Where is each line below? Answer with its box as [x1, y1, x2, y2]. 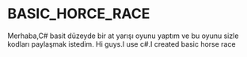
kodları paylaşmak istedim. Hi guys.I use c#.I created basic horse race [7, 39, 236, 48]
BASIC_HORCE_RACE [7, 5, 150, 23]
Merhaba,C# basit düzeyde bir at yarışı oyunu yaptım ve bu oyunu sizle [7, 31, 239, 40]
